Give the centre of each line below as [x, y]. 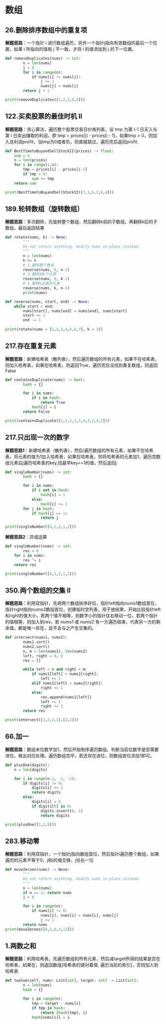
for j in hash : [39, 509]
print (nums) [35, 293]
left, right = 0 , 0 [43, 656]
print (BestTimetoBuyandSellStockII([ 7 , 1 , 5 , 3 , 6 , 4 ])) [59, 192]
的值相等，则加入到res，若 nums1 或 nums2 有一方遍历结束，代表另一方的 [81, 622]
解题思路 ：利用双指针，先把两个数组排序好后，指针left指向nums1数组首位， [82, 603]
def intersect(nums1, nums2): [36, 638]
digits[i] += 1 [47, 788]
